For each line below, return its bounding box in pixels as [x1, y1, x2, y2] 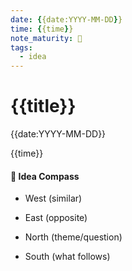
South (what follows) [24, 251, 111, 263]
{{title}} [10, 95, 77, 118]
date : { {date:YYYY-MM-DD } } [10, 14, 123, 25]
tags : [10, 42, 33, 53]
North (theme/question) [24, 231, 123, 243]
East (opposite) [24, 212, 88, 224]
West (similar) [24, 192, 83, 205]
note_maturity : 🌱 [10, 33, 83, 43]
